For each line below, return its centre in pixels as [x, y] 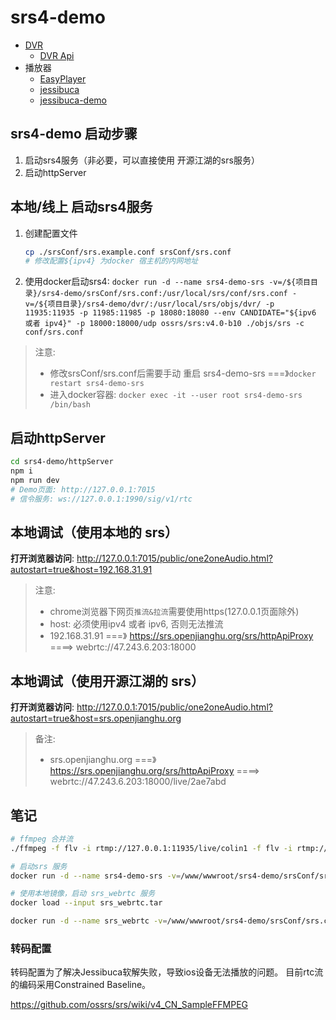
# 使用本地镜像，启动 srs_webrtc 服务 [83, 894]
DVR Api [57, 55]
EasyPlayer [63, 78]
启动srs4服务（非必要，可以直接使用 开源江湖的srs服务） [142, 160]
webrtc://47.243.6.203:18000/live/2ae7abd [138, 782]
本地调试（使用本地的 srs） [94, 532]
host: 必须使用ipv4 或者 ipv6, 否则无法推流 [136, 624]
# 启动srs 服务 [39, 866]
